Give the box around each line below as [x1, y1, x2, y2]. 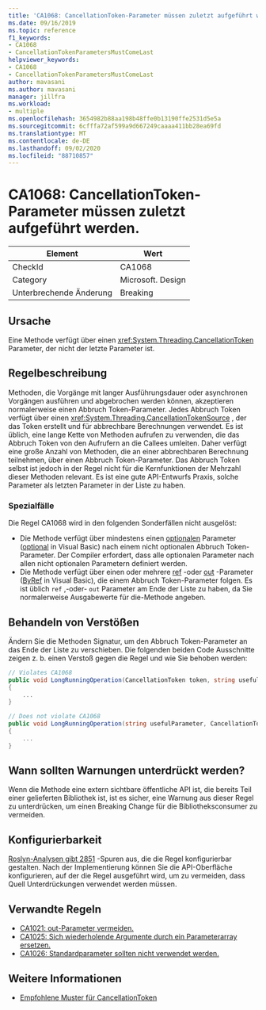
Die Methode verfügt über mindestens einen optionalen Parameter [19, 534, 237, 543]
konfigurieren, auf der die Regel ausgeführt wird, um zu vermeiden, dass [8, 871, 245, 881]
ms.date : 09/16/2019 [8, 19, 77, 27]
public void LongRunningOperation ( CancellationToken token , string [8, 675, 236, 684]
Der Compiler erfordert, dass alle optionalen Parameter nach [57, 550, 255, 560]
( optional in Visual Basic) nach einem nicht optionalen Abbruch [19, 542, 225, 552]
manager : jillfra [8, 93, 66, 101]
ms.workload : [8, 100, 51, 108]
